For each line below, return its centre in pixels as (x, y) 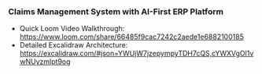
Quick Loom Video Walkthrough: (72, 29)
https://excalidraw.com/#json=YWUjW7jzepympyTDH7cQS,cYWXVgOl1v (137, 54)
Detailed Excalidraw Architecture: (74, 45)
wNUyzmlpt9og (45, 62)
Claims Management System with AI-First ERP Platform (116, 12)
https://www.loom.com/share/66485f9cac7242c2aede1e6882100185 (131, 37)
